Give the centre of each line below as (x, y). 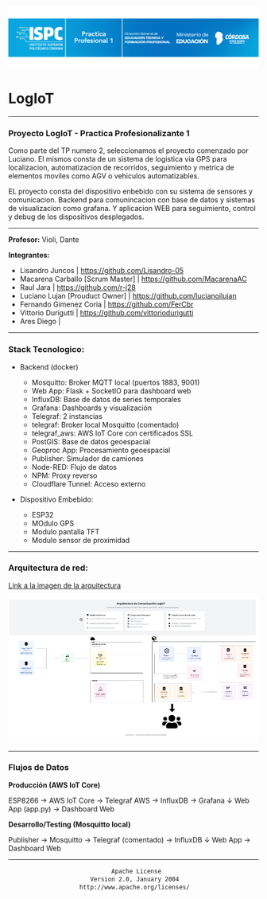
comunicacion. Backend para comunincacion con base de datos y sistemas (132, 200)
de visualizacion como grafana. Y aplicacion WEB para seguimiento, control (132, 209)
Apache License (136, 871)
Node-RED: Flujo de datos (74, 467)
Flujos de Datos (39, 768)
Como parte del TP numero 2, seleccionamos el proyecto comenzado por (128, 150)
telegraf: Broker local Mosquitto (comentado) (105, 424)
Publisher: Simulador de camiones (88, 458)
